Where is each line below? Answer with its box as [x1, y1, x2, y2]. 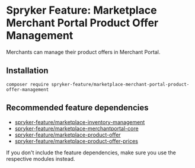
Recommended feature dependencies [6, 103, 149, 113]
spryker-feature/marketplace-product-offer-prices [14, 137, 138, 144]
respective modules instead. [6, 155, 75, 162]
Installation [6, 66, 49, 76]
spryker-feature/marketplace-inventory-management [14, 118, 145, 125]
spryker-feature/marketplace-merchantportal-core [14, 125, 139, 132]
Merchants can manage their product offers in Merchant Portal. [6, 48, 161, 55]
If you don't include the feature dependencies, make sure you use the [6, 149, 176, 156]
